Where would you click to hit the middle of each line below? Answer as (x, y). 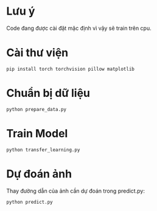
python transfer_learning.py (43, 150)
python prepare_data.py (37, 109)
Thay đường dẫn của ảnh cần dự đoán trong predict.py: (75, 191)
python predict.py (30, 202)
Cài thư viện (37, 53)
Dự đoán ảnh (39, 173)
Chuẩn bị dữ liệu (48, 93)
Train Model (37, 134)
